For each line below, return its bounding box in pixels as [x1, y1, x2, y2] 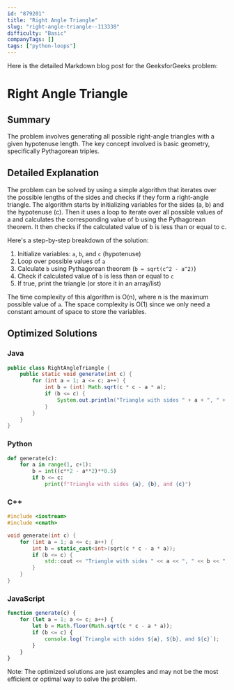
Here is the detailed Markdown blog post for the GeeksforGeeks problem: [7, 62, 218, 70]
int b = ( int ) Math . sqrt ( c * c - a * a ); [44, 384, 167, 391]
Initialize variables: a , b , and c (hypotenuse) [17, 249, 141, 258]
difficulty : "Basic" [7, 29, 68, 37]
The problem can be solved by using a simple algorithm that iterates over [7, 185, 217, 194]
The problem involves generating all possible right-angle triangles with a [7, 132, 214, 140]
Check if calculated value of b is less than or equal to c [17, 272, 174, 280]
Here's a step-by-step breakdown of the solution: [7, 236, 149, 244]
